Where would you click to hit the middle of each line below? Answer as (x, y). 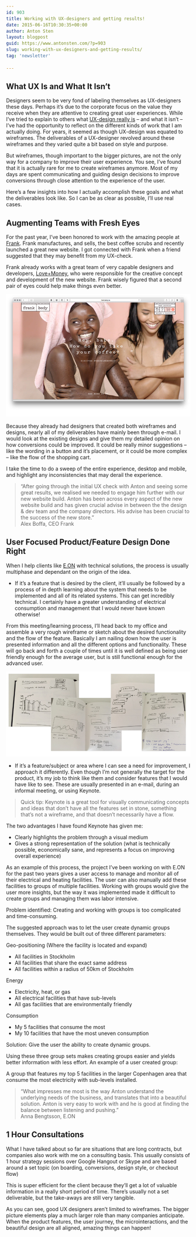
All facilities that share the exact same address (71, 963)
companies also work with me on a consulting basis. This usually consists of (98, 1155)
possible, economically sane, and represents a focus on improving (94, 849)
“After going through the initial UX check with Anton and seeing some (104, 486)
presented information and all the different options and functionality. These (97, 644)
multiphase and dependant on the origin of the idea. (69, 572)
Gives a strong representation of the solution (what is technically (92, 843)
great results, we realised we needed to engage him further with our (102, 492)
